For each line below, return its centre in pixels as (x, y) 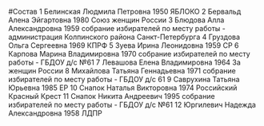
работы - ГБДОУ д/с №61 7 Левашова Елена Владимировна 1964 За (125, 62)
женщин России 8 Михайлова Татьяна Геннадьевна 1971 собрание (122, 71)
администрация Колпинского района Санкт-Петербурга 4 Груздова (124, 37)
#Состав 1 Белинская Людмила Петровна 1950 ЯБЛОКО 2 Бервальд (125, 12)
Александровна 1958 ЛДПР (55, 113)
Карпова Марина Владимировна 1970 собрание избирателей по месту (129, 54)
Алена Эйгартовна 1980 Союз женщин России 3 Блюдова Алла (116, 20)
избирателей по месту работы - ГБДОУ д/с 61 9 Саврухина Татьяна (124, 79)
